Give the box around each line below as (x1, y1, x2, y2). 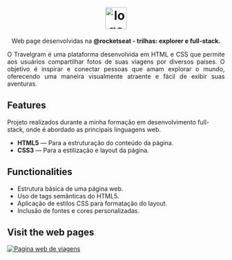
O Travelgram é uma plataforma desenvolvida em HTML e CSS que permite (7, 50, 225, 58)
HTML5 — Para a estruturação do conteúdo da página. (17, 138, 174, 147)
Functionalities (7, 166, 72, 178)
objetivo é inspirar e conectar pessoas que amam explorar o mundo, (7, 64, 225, 73)
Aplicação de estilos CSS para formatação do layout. (17, 199, 168, 207)
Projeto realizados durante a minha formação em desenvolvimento (7, 118, 197, 126)
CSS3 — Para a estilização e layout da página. (17, 146, 150, 154)
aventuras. (7, 80, 38, 88)
